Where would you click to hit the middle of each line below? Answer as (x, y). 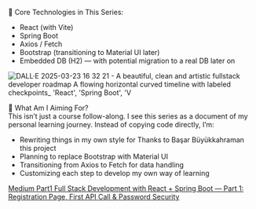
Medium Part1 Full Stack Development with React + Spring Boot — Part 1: (126, 188)
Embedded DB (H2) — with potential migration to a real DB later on (127, 60)
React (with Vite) (46, 27)
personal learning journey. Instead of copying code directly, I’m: (111, 125)
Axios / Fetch (41, 44)
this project (38, 148)
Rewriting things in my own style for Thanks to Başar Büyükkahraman (132, 140)
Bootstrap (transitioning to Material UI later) (90, 52)
